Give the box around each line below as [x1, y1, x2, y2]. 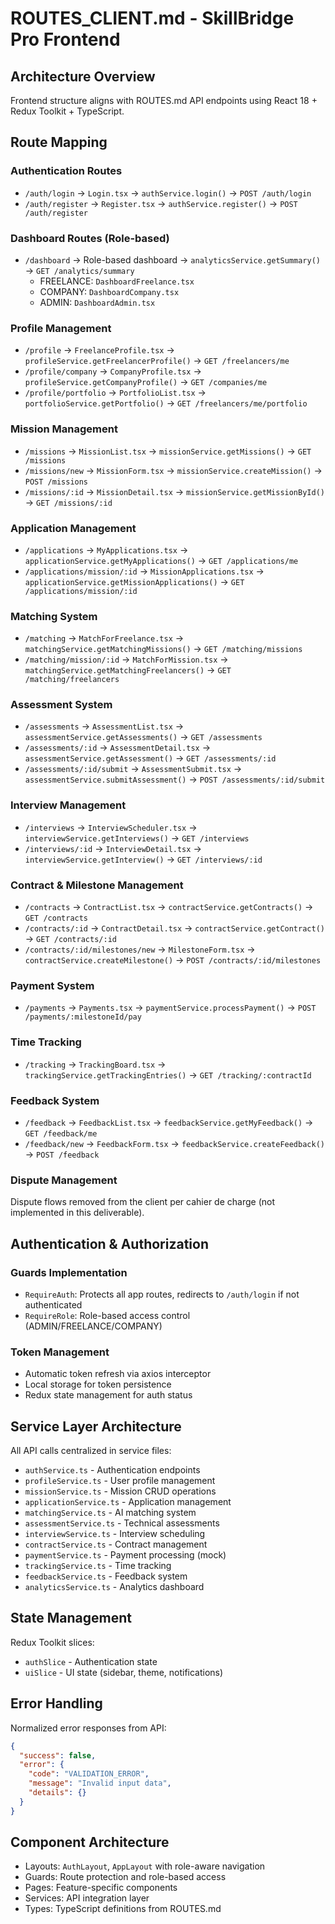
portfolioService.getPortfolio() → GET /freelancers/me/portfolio [24, 397, 308, 409]
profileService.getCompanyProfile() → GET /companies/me [24, 376, 268, 388]
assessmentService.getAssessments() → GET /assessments [24, 731, 263, 743]
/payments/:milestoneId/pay [24, 1012, 142, 1022]
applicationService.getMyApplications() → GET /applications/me [24, 554, 299, 566]
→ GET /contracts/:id [24, 933, 117, 945]
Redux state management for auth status [24, 1389, 193, 1401]
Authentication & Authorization [10, 1235, 210, 1252]
